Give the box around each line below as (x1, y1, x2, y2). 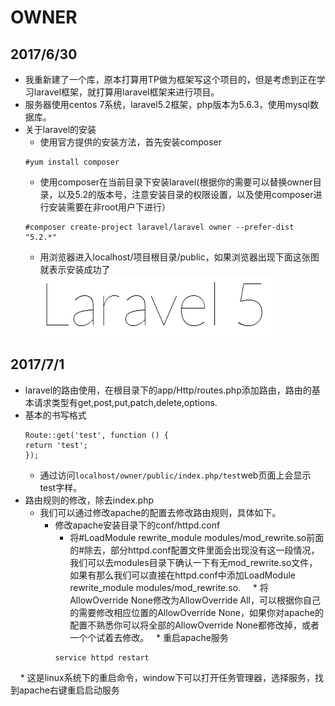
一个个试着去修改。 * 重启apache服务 (69, 631, 229, 643)
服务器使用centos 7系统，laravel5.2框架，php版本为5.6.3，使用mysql (24, 99, 310, 110)
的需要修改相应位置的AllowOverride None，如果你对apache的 (69, 606, 324, 618)
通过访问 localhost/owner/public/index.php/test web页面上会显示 (39, 469, 312, 481)
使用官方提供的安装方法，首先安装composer (39, 136, 223, 148)
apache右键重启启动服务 (18, 684, 120, 696)
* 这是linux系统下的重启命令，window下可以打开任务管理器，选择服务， (19, 671, 315, 683)
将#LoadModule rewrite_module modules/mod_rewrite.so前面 (69, 531, 325, 543)
